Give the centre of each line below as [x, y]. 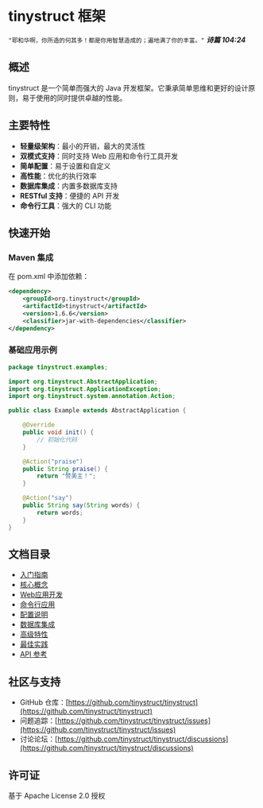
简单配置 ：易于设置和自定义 [65, 166]
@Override [39, 425]
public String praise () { [66, 469]
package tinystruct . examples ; [58, 367]
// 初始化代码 [57, 439]
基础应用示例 [33, 350]
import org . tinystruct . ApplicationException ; [85, 389]
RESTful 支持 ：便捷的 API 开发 [70, 195]
